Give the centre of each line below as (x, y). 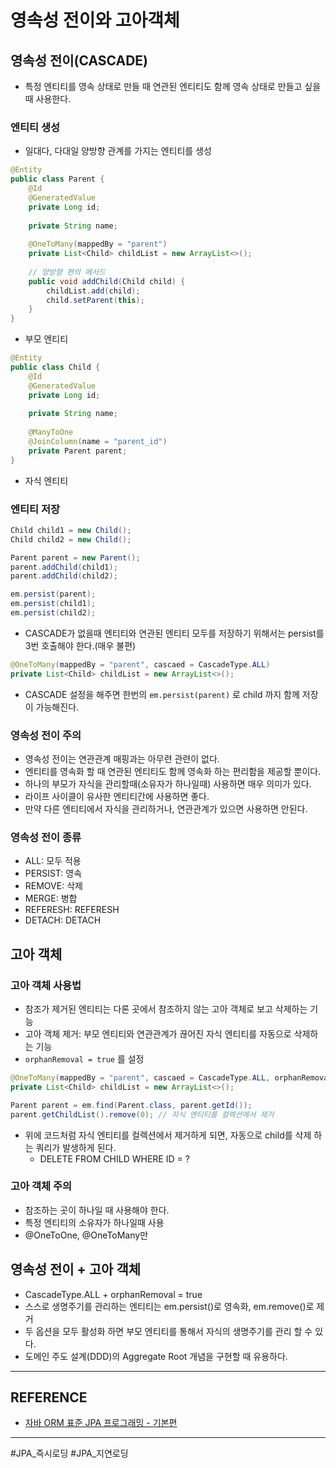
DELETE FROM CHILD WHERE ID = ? (114, 1158)
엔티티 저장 (35, 509)
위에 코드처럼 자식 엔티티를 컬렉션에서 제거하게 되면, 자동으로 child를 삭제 (168, 1135)
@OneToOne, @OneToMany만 (86, 1235)
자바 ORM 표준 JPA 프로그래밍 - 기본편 (101, 1423)
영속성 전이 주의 (46, 735)
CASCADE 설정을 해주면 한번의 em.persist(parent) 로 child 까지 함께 (162, 694)
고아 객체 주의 (41, 1186)
